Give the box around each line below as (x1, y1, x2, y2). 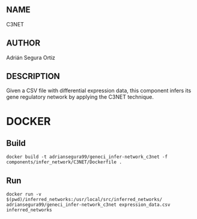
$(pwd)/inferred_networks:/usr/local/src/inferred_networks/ (6, 197, 163, 203)
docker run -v (6, 191, 42, 197)
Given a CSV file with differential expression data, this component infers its (6, 87, 192, 95)
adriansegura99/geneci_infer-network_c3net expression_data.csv (6, 202, 171, 208)
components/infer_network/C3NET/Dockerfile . (6, 159, 122, 165)
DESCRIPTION (6, 71, 60, 81)
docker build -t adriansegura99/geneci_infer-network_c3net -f (6, 154, 168, 160)
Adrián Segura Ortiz (6, 54, 56, 61)
